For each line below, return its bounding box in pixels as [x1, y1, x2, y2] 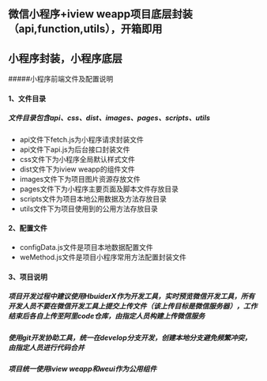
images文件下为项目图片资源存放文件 [19, 174, 141, 183]
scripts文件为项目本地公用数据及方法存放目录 [19, 194, 167, 203]
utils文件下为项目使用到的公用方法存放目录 [19, 204, 158, 213]
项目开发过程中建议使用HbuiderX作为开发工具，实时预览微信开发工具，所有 [8, 292, 255, 301]
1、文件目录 [8, 93, 47, 103]
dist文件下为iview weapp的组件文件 [19, 164, 136, 174]
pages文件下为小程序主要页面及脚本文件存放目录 [19, 184, 179, 194]
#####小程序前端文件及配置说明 [8, 74, 114, 84]
